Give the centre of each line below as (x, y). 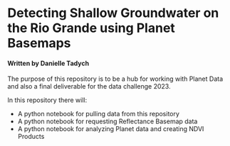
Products (31, 137)
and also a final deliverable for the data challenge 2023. (89, 86)
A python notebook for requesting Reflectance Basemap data (108, 121)
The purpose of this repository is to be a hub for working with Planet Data (115, 79)
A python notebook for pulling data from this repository (99, 114)
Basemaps (39, 43)
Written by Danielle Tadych (48, 63)
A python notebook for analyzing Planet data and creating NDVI (111, 129)
